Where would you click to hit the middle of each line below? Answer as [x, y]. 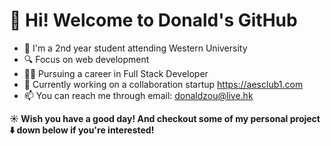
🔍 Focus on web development [86, 59]
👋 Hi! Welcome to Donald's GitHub [153, 20]
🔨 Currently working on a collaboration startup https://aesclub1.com [163, 84]
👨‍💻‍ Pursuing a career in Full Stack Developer [116, 73]
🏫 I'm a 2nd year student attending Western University [135, 48]
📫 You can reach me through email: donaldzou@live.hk [138, 95]
